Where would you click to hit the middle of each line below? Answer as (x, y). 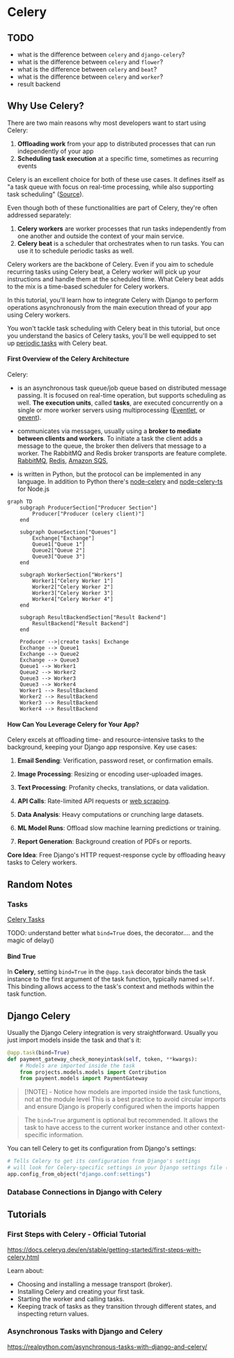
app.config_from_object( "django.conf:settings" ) (79, 1174)
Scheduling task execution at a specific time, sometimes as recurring (118, 158)
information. (66, 1135)
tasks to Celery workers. (42, 863)
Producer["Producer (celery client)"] (88, 514)
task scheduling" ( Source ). (46, 194)
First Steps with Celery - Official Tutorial (77, 1235)
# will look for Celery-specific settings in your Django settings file (115, 1168)
